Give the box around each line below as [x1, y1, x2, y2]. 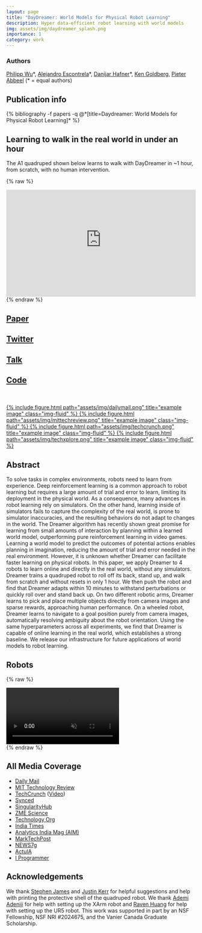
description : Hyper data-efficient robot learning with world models [6, 20, 185, 26]
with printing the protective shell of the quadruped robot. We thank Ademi [6, 894, 189, 901]
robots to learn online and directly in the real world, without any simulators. [6, 565, 192, 573]
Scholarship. [6, 920, 37, 927]
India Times [14, 822, 44, 829]
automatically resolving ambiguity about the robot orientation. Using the [6, 617, 185, 624]
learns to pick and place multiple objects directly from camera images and [6, 597, 190, 605]
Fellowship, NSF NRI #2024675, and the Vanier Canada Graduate [6, 913, 167, 920]
